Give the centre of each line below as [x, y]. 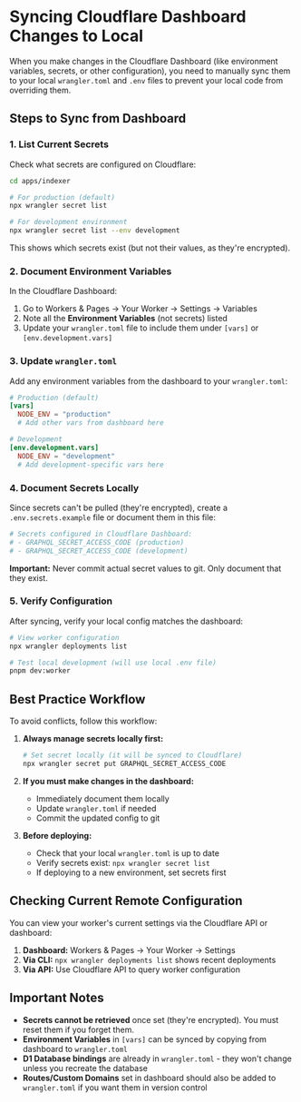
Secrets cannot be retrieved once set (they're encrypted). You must [150, 1019]
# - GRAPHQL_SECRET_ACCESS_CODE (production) [97, 542]
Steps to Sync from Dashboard [98, 118]
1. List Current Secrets [59, 144]
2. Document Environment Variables [91, 271]
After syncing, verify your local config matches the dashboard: [126, 621]
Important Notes [57, 998]
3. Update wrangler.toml [63, 361]
